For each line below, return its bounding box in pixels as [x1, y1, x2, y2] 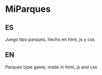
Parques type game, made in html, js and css [5, 64, 98, 70]
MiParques [5, 3, 51, 15]
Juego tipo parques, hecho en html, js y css [5, 36, 95, 42]
